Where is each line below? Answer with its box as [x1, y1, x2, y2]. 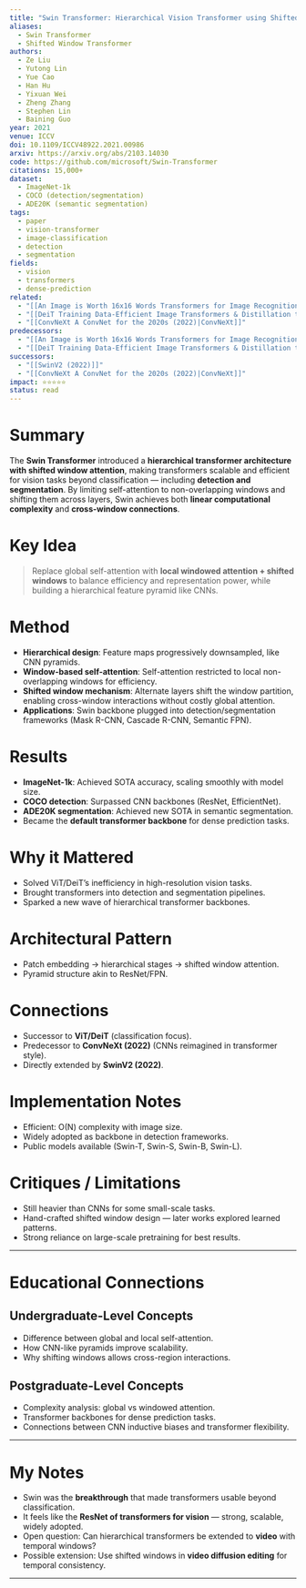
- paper [17, 216, 47, 226]
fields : [9, 259, 39, 269]
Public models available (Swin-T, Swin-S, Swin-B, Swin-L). [22, 1140, 243, 1152]
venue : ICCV [9, 132, 55, 141]
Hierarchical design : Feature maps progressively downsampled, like [22, 646, 280, 657]
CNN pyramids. [22, 657, 81, 667]
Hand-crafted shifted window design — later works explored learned [22, 1212, 280, 1223]
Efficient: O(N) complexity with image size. [22, 1121, 183, 1132]
